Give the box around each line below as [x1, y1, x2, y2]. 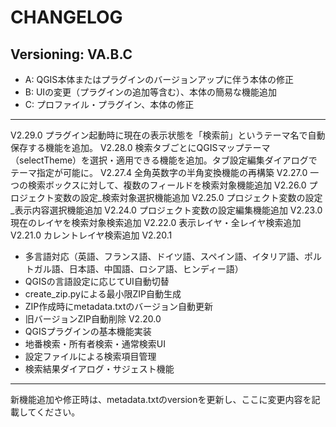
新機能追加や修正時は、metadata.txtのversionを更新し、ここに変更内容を [10, 394, 312, 405]
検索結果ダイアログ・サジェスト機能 [24, 363, 175, 375]
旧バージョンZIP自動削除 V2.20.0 [24, 313, 162, 325]
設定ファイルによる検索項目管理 [24, 351, 157, 362]
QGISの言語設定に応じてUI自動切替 [24, 276, 170, 287]
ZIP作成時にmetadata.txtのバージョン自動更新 [24, 301, 214, 312]
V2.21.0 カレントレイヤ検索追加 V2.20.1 [10, 229, 173, 241]
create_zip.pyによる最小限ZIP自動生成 [24, 288, 182, 300]
